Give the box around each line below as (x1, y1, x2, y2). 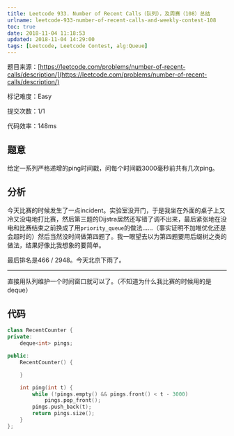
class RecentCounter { (7, 327, 73, 334)
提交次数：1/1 (7, 107, 45, 115)
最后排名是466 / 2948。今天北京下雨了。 (7, 256, 125, 264)
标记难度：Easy (7, 92, 52, 100)
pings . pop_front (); (44, 397, 101, 404)
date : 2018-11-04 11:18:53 (7, 29, 86, 37)
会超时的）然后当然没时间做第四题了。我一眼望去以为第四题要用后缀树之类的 (7, 232, 227, 240)
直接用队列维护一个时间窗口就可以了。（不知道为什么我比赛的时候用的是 (7, 277, 212, 286)
